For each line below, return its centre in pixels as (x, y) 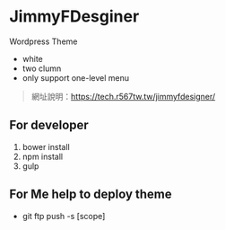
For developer (49, 125)
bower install (46, 146)
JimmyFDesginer (74, 17)
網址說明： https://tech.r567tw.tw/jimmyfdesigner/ (123, 96)
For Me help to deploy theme (91, 195)
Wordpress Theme (43, 41)
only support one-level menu (76, 77)
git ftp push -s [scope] (64, 216)
